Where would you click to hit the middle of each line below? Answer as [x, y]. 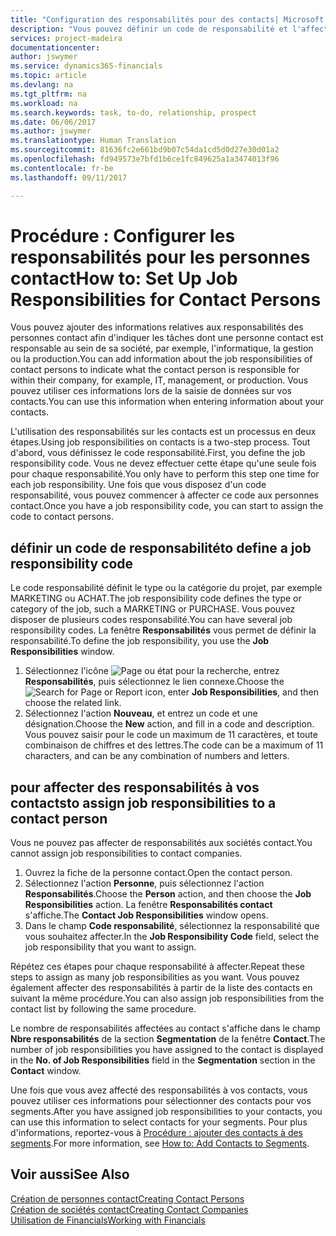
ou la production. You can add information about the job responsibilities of [161, 359]
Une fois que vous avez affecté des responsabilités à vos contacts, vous [159, 1090]
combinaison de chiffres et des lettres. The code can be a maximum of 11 [174, 745]
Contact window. [46, 1071]
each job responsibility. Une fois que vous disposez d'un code [138, 485]
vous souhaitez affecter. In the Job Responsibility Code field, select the [172, 937]
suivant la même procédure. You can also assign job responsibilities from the [167, 998]
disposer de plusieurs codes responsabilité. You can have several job [151, 620]
